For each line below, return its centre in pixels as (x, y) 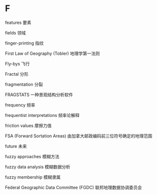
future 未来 (16, 146)
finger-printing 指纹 (24, 43)
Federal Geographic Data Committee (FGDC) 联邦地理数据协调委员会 (73, 187)
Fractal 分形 (17, 74)
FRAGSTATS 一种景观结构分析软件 (39, 95)
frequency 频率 (20, 105)
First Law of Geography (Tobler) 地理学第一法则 (53, 53)
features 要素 (18, 22)
